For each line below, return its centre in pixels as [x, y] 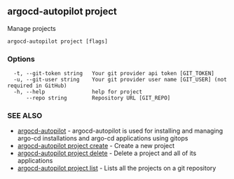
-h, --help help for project [78, 92]
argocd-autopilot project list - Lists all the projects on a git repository [117, 168]
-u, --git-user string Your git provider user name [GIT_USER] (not [121, 80]
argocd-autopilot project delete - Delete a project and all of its [107, 153]
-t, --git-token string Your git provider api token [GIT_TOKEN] [114, 74]
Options [21, 59]
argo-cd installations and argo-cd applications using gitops [103, 138]
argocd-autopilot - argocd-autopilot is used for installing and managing [120, 131]
